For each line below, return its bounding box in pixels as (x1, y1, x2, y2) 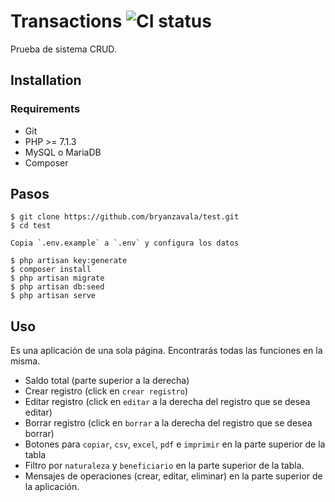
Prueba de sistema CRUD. (10, 43, 117, 55)
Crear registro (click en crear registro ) (24, 385, 189, 397)
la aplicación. (24, 481, 80, 493)
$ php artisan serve (10, 291, 97, 301)
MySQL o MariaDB (24, 146, 102, 158)
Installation (10, 72, 82, 89)
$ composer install (10, 265, 92, 275)
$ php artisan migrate (10, 273, 105, 284)
